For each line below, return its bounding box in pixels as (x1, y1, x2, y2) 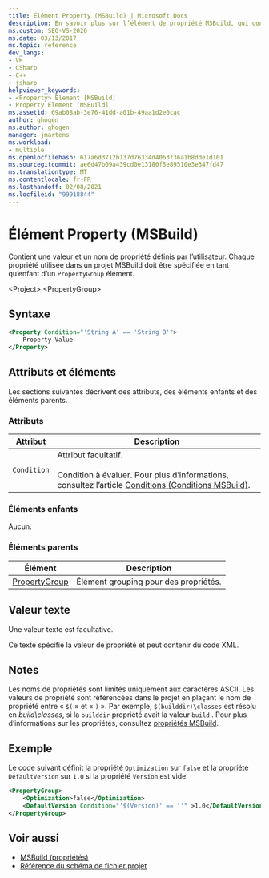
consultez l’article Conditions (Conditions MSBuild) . (57, 480, 251, 491)
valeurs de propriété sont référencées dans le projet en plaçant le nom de (8, 693, 251, 703)
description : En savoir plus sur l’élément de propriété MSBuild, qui (8, 19, 249, 27)
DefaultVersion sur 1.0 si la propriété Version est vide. (8, 771, 188, 781)
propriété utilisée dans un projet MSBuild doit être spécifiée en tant (8, 260, 230, 269)
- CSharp (8, 64, 38, 72)
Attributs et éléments (8, 365, 117, 379)
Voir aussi (8, 832, 59, 845)
